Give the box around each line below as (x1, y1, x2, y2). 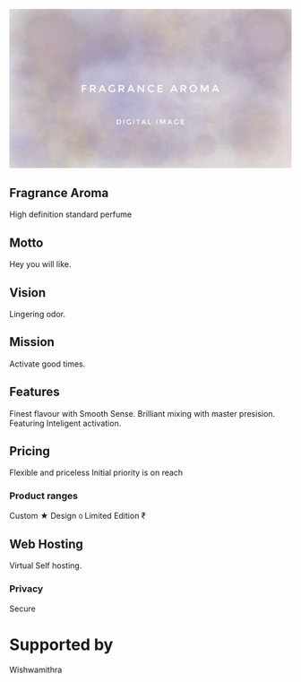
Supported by (9, 635, 114, 654)
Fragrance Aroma (9, 185, 109, 201)
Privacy (9, 583, 44, 595)
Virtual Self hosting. (9, 560, 82, 571)
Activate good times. (9, 358, 86, 369)
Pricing (9, 444, 51, 459)
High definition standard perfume (9, 209, 133, 220)
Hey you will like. (9, 259, 72, 270)
